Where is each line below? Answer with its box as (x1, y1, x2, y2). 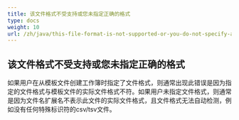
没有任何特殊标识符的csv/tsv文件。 (13, 105, 116, 114)
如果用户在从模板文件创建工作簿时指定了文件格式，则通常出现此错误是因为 (7, 79, 225, 87)
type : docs (7, 17, 40, 24)
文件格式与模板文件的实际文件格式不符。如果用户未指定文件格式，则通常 (19, 87, 232, 96)
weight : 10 (7, 23, 40, 31)
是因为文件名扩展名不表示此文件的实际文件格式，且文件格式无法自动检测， (7, 97, 225, 105)
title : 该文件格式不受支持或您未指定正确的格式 (7, 10, 131, 18)
